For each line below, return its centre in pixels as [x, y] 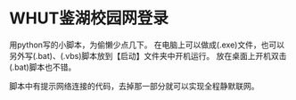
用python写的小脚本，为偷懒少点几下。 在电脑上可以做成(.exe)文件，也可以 [147, 45]
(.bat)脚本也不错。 [43, 67]
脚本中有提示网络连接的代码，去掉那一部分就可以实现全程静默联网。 [134, 86]
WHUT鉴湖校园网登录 [89, 18]
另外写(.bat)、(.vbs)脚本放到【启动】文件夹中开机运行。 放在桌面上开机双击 [148, 55]
